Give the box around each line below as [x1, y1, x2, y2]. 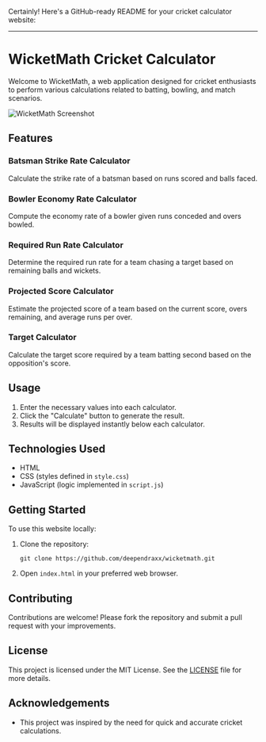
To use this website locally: [8, 524, 97, 534]
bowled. [8, 220, 35, 229]
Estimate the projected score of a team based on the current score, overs [8, 304, 248, 313]
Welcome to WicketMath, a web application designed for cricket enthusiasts [8, 76, 256, 86]
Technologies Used [8, 442, 105, 456]
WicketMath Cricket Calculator [8, 51, 216, 68]
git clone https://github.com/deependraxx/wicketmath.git [19, 555, 215, 563]
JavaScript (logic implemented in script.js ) [19, 480, 164, 490]
